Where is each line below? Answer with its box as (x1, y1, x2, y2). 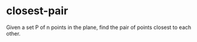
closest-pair (6, 4, 69, 18)
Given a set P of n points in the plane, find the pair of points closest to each (6, 24, 192, 31)
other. (6, 30, 21, 37)
